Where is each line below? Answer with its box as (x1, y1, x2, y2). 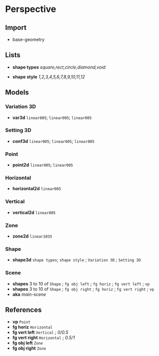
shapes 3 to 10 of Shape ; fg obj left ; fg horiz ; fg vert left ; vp (12, 280, 150, 287)
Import (5, 23, 26, 32)
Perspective (5, 3, 56, 15)
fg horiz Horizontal (12, 324, 53, 330)
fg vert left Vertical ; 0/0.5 (12, 330, 69, 336)
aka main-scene (12, 291, 46, 297)
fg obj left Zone (12, 340, 43, 346)
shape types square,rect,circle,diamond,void (12, 64, 106, 70)
